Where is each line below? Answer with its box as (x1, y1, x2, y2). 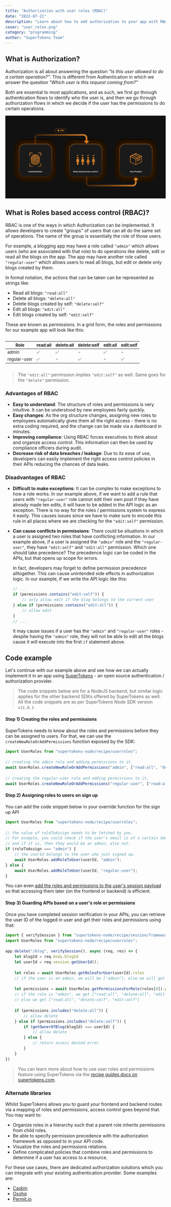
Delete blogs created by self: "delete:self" (12, 301, 104, 307)
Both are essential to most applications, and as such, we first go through (5, 89, 157, 95)
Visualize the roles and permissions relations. (12, 1143, 108, 1150)
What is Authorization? (5, 55, 80, 63)
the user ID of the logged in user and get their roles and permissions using (5, 917, 161, 923)
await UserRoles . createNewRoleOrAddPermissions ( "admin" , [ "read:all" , (5, 765, 158, 770)
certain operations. (5, 105, 45, 111)
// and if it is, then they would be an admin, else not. (5, 841, 131, 846)
